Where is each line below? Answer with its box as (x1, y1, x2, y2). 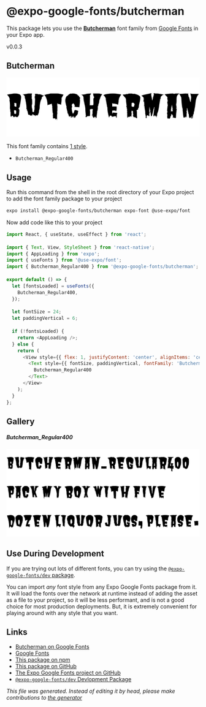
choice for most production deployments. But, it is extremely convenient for (6, 602, 197, 610)
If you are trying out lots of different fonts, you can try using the (6, 565, 167, 572)
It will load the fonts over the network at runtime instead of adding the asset (6, 589, 198, 597)
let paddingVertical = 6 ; (12, 316, 78, 322)
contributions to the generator (6, 694, 83, 701)
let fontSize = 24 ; (12, 309, 62, 315)
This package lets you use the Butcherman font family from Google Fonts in (6, 25, 199, 32)
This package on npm (15, 656, 71, 664)
